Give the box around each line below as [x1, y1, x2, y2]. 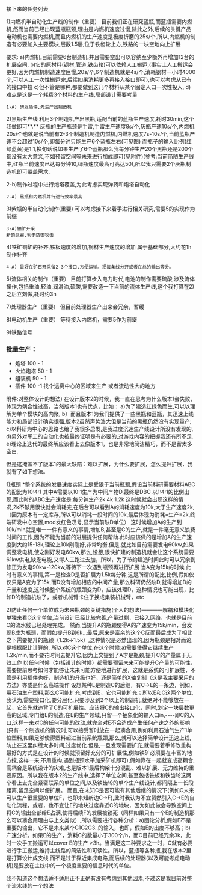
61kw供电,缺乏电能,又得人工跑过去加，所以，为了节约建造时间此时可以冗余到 [6, 556, 196, 563]
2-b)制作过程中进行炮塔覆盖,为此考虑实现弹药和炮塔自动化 [6, 181, 150, 188]
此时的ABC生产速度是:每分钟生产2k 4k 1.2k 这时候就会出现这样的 [18, 496, 179, 503]
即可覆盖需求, [16, 168, 50, 175]
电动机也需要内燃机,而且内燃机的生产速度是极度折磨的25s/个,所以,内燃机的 [6, 33, 191, 40]
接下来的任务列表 [6, 5, 49, 12]
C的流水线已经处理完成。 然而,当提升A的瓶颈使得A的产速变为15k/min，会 [6, 622, 188, 629]
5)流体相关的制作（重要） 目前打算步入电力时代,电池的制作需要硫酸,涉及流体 [6, 275, 195, 283]
